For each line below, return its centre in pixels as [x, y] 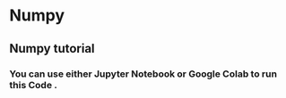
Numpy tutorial [52, 49]
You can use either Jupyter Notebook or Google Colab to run [143, 74]
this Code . [34, 85]
